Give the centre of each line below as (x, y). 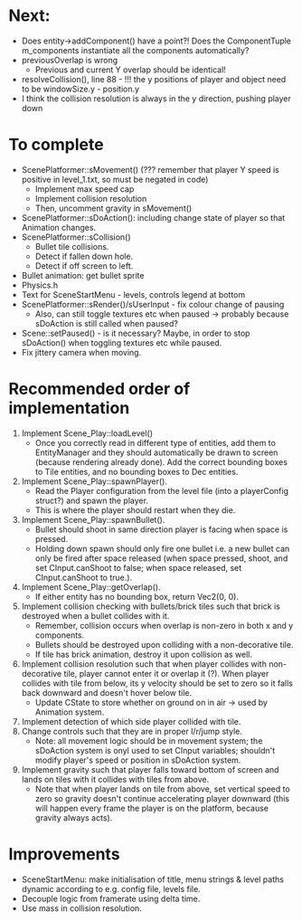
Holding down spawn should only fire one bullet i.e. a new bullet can (162, 548)
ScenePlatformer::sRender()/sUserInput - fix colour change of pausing (153, 304)
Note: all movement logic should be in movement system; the (149, 741)
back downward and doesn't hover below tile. (107, 692)
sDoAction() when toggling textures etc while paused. (122, 342)
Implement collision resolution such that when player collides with (144, 664)
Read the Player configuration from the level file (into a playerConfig (162, 490)
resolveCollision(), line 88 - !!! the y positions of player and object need (154, 79)
